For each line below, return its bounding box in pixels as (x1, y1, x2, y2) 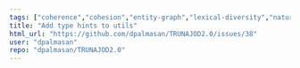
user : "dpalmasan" (9, 37, 78, 47)
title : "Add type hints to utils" (9, 21, 138, 30)
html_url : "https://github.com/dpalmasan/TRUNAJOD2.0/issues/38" (9, 29, 257, 38)
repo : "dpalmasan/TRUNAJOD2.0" (9, 46, 126, 55)
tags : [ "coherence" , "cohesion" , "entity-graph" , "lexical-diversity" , (9, 12, 270, 22)
